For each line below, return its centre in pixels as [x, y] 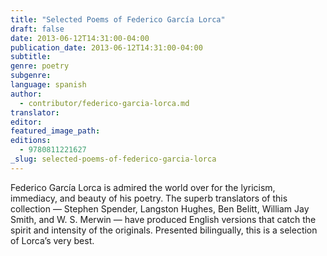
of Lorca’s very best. [52, 240]
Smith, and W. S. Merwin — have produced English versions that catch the [163, 219]
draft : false [37, 29]
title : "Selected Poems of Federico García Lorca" [118, 19]
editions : [31, 141]
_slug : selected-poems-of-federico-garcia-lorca [113, 159]
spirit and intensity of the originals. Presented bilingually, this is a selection [164, 230]
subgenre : [31, 76]
